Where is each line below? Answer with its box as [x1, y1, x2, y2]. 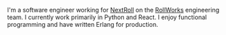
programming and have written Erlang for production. [7, 21, 158, 28]
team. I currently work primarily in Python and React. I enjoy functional [7, 13, 207, 21]
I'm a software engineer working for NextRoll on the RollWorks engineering [7, 6, 220, 14]
